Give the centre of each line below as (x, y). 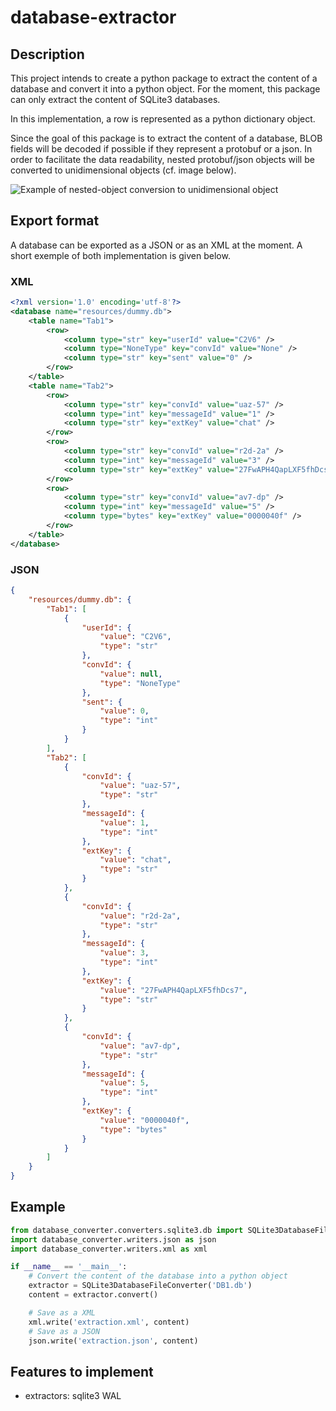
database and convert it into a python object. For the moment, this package (165, 89)
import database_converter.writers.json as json (113, 1239)
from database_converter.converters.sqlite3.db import (127, 1230)
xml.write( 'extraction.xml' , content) (109, 1322)
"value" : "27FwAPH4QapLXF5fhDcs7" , (173, 990)
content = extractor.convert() (93, 1295)
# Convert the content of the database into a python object (158, 1276)
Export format (55, 221)
